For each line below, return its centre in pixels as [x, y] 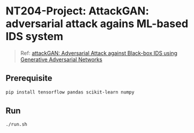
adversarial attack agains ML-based [97, 24]
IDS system [34, 37]
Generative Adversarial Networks [61, 59]
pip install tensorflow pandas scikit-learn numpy [70, 92]
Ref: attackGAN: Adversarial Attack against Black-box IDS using [99, 53]
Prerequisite [29, 78]
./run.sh [16, 125]
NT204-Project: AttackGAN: [77, 11]
